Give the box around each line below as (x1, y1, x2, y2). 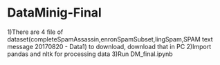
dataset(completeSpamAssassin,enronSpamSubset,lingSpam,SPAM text (7, 35, 213, 43)
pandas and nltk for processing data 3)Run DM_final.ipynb (7, 50, 173, 58)
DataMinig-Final (7, 5, 102, 21)
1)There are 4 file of (7, 28, 64, 36)
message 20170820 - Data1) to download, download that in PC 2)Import (7, 42, 212, 50)
